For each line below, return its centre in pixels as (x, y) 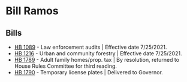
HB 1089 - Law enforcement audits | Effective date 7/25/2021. (91, 47)
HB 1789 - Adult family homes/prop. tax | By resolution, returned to (97, 60)
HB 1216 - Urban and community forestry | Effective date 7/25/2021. (98, 53)
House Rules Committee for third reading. (66, 66)
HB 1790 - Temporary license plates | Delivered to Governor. (88, 72)
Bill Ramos (32, 11)
